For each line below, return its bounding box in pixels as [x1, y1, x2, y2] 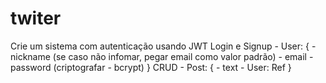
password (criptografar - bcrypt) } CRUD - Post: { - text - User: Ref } [10, 61, 292, 73]
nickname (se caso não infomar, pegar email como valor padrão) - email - [10, 50, 314, 62]
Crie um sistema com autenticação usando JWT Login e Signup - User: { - [10, 40, 317, 52]
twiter [10, 7, 62, 30]
